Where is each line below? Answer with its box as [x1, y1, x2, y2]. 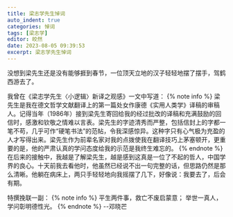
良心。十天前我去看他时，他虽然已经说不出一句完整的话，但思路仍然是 [19, 161, 220, 170]
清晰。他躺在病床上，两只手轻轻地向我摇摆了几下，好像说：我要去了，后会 [12, 170, 226, 178]
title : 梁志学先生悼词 [7, 10, 66, 17]
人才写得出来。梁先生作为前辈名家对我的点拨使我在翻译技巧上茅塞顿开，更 [7, 135, 220, 144]
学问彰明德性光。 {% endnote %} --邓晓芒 [7, 202, 128, 210]
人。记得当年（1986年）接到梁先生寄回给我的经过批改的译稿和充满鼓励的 [7, 109, 216, 118]
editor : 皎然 [7, 36, 43, 43]
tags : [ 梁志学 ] [7, 29, 49, 37]
